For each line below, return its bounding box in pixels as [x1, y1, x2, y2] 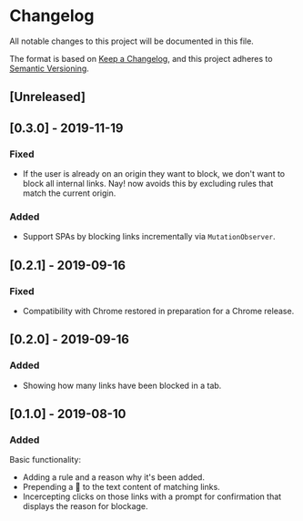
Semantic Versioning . [9, 63, 89, 74]
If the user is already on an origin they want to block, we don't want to [22, 169, 285, 179]
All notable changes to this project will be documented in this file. [9, 36, 255, 46]
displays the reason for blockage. [22, 501, 148, 512]
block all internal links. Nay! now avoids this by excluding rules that [22, 179, 274, 189]
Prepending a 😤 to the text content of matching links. [22, 482, 220, 493]
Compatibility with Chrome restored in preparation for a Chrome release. [22, 306, 295, 316]
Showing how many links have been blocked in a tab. [22, 380, 222, 391]
